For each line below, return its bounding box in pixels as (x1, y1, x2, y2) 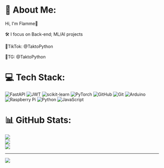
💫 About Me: (5, 4, 57, 16)
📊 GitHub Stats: (5, 115, 72, 126)
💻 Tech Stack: (5, 72, 65, 83)
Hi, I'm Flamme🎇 (5, 21, 38, 26)
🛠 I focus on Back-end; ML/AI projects (5, 31, 83, 37)
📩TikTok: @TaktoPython (5, 43, 53, 49)
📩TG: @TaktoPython (5, 54, 46, 60)
